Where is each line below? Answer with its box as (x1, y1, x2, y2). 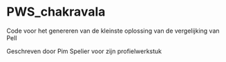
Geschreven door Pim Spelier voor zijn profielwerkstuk (6, 47, 162, 55)
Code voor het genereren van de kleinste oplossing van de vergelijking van (6, 27, 220, 35)
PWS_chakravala (6, 4, 106, 20)
